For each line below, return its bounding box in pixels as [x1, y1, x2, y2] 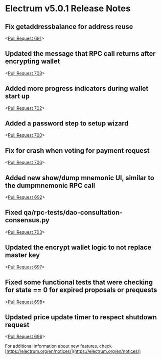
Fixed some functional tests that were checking [5, 278, 153, 287]
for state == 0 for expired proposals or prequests [5, 286, 158, 294]
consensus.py [5, 216, 50, 224]
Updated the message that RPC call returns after [5, 49, 156, 58]
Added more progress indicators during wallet [5, 84, 149, 93]
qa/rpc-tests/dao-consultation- [23, 209, 123, 217]
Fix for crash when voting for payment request [5, 146, 150, 155]
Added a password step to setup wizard [5, 120, 129, 128]
